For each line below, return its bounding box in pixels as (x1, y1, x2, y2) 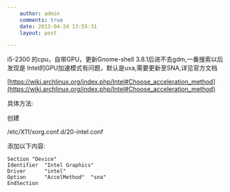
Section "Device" (7, 156, 57, 163)
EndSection (7, 180, 39, 187)
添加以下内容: (7, 142, 46, 151)
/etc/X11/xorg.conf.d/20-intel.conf (7, 128, 104, 136)
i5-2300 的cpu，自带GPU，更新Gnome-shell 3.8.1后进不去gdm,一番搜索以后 (7, 55, 223, 64)
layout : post (19, 29, 57, 37)
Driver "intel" (7, 168, 67, 175)
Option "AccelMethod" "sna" (7, 174, 107, 181)
